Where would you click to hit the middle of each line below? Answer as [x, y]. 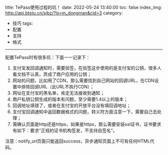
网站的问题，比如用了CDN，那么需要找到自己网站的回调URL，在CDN [83, 80]
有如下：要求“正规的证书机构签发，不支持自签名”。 [65, 130]
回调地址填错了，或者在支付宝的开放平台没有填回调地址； [71, 105]
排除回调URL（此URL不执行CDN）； [58, 87]
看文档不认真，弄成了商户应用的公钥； [52, 74]
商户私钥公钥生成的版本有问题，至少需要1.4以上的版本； [70, 99]
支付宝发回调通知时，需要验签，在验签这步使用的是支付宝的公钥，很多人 [87, 68]
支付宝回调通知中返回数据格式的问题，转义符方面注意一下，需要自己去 [85, 112]
